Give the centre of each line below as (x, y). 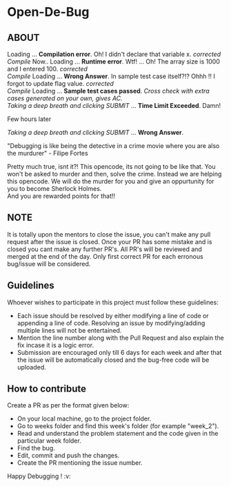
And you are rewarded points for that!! (61, 196)
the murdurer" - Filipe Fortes (48, 153)
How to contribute (47, 389)
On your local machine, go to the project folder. (84, 419)
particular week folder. (49, 441)
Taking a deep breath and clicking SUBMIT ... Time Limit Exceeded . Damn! (114, 105)
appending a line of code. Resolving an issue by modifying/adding (111, 323)
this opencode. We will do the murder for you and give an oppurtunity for (111, 181)
